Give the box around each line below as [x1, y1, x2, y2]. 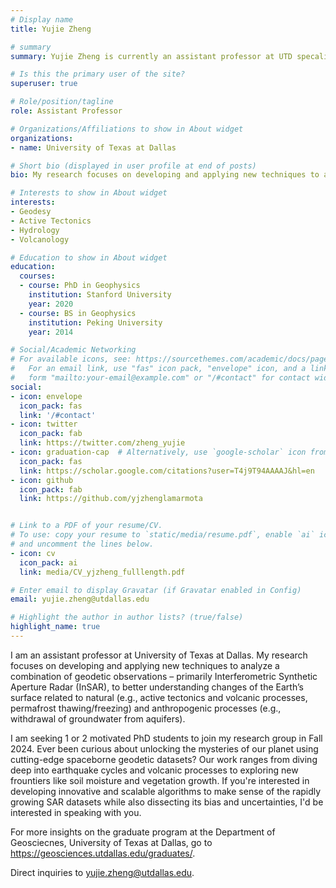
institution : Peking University [28, 317, 163, 328]
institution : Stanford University [28, 290, 172, 300]
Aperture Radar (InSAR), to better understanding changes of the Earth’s [10, 681, 304, 693]
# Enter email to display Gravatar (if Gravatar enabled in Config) [10, 585, 302, 595]
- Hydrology [10, 225, 60, 235]
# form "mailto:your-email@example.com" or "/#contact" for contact [10, 373, 311, 383]
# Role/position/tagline [10, 97, 114, 107]
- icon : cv [10, 548, 56, 558]
